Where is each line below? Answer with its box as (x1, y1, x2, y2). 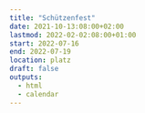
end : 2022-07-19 (9, 47, 71, 56)
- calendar (17, 89, 59, 98)
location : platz (9, 56, 71, 65)
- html (17, 81, 43, 90)
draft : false (9, 65, 59, 74)
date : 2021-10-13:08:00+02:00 (9, 22, 125, 31)
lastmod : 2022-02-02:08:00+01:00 (9, 30, 137, 39)
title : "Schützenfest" (9, 13, 96, 23)
